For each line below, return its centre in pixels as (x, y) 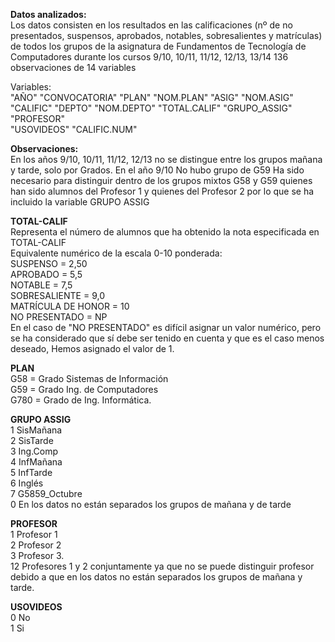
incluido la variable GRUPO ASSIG (80, 202)
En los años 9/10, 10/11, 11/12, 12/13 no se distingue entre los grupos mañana (166, 159)
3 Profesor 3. (37, 555)
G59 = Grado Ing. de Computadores (84, 389)
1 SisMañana (36, 430)
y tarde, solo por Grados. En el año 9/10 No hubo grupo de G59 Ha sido (157, 170)
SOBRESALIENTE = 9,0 (57, 295)
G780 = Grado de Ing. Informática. (81, 400)
